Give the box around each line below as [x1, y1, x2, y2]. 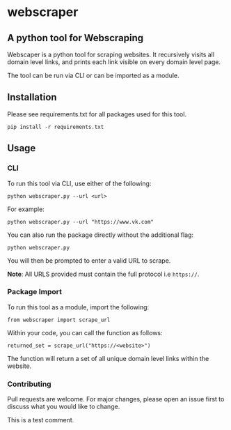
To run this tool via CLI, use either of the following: [7, 179, 152, 187]
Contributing [7, 379, 51, 389]
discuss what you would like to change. [7, 402, 120, 411]
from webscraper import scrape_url [7, 316, 111, 323]
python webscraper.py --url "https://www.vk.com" [7, 218, 154, 225]
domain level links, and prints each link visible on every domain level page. [7, 58, 221, 66]
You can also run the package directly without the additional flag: [7, 231, 193, 239]
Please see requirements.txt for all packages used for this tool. [7, 109, 186, 118]
